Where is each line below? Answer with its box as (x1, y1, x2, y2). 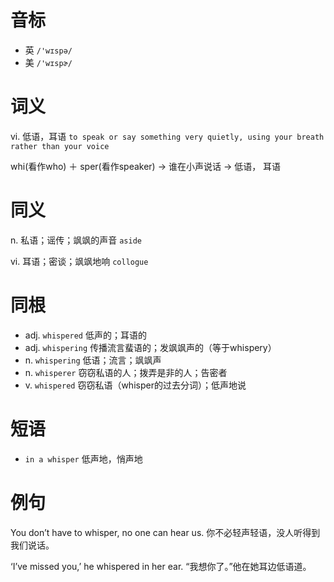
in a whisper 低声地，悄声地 (24, 452, 143, 465)
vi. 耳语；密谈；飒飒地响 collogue (10, 255, 149, 267)
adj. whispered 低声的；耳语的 (24, 329, 147, 341)
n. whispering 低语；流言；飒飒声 (24, 354, 162, 366)
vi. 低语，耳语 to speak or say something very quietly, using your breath (10, 130, 325, 142)
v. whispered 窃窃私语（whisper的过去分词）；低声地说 (24, 379, 247, 391)
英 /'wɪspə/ (24, 44, 73, 56)
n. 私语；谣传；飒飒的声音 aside (10, 234, 142, 246)
